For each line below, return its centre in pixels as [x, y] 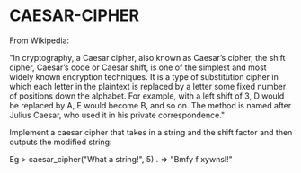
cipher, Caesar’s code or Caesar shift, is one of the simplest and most [138, 67]
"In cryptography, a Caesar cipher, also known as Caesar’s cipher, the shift [147, 57]
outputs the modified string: [61, 142]
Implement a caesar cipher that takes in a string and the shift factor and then [151, 132]
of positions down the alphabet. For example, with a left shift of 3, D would [147, 96]
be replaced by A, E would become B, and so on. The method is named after [150, 105]
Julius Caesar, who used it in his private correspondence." [117, 115]
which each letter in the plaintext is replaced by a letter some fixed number [148, 86]
